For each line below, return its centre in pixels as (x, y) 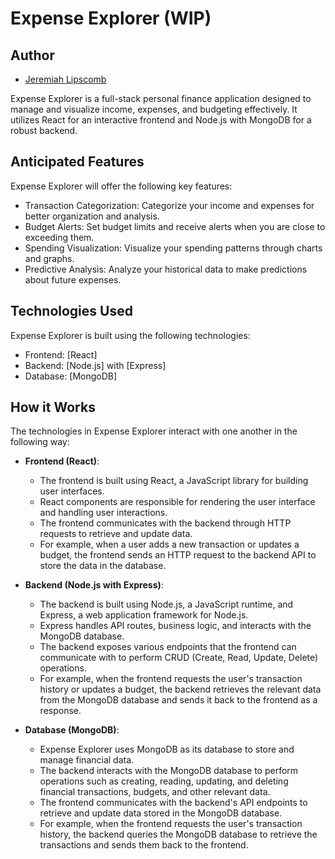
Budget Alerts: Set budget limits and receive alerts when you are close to (175, 226)
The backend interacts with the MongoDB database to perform (169, 771)
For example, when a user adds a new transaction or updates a (169, 544)
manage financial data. (87, 760)
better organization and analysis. (92, 216)
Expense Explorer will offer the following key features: (121, 186)
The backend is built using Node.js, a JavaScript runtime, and (166, 604)
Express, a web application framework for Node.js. (144, 615)
